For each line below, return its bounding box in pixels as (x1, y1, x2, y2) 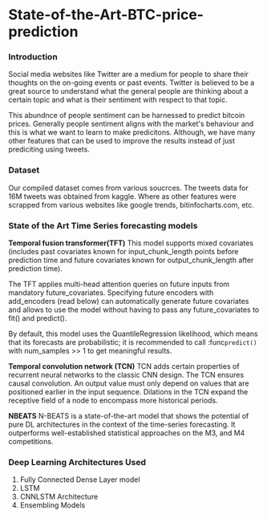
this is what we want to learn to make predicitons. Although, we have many (8, 127, 256, 137)
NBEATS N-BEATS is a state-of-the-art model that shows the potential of (8, 411, 249, 421)
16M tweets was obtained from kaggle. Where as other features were (8, 191, 237, 201)
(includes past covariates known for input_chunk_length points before (8, 247, 239, 257)
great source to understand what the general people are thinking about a (8, 87, 249, 96)
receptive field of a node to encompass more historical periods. (8, 395, 218, 406)
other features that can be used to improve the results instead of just (8, 136, 235, 146)
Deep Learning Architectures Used (8, 457, 147, 467)
